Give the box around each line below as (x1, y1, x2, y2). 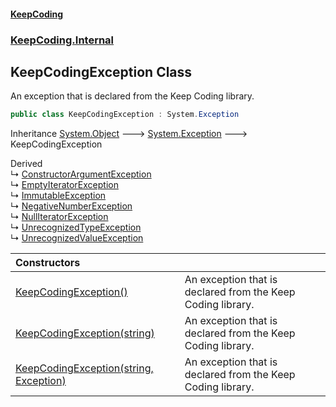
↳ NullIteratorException (10, 211, 109, 223)
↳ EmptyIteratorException (10, 179, 119, 191)
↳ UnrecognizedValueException (10, 232, 144, 244)
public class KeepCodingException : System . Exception (10, 110, 240, 120)
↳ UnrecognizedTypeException (10, 221, 142, 234)
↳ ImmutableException (10, 190, 107, 202)
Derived (10, 158, 43, 170)
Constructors (15, 256, 81, 270)
